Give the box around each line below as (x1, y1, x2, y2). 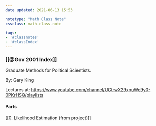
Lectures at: (5, 87, 30, 93)
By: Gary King (5, 77, 34, 83)
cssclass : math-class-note (5, 21, 62, 26)
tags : (5, 30, 17, 35)
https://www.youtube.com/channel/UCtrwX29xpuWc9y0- (31, 87, 151, 93)
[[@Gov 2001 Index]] (5, 56, 57, 63)
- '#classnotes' (5, 35, 39, 40)
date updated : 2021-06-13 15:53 (5, 7, 73, 13)
